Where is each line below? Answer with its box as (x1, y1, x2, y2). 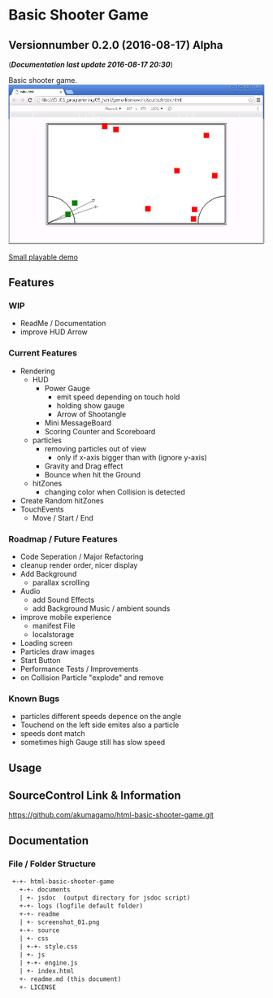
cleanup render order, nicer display (19, 560, 138, 570)
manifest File (32, 621, 76, 630)
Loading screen (19, 638, 73, 647)
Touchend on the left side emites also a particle (19, 720, 180, 730)
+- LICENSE (19, 983, 57, 991)
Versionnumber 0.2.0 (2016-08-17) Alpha (8, 38, 223, 52)
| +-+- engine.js (19, 959, 79, 967)
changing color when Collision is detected (44, 486, 185, 497)
